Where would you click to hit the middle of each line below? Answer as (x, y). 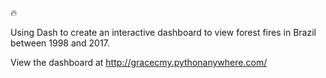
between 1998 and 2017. (60, 43)
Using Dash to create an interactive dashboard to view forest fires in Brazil (163, 32)
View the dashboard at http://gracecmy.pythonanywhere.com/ (139, 62)
